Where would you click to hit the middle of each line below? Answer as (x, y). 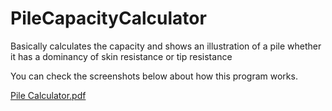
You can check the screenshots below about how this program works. (154, 76)
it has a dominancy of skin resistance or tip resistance (121, 56)
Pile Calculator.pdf (48, 95)
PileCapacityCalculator (108, 18)
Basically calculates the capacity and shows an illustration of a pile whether (166, 46)
